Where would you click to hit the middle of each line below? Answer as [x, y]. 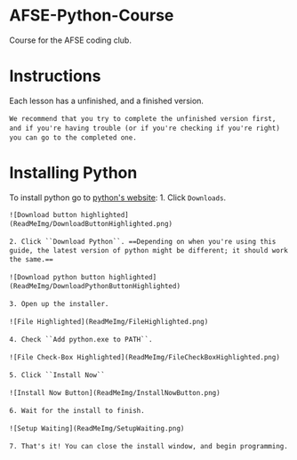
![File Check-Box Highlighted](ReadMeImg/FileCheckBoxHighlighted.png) [144, 357]
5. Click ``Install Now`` [57, 375]
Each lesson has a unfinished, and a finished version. [107, 101]
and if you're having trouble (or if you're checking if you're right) [144, 128]
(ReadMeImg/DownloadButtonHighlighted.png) [91, 223]
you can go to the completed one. [73, 137]
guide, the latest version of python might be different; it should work [149, 250]
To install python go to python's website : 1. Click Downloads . [118, 198]
